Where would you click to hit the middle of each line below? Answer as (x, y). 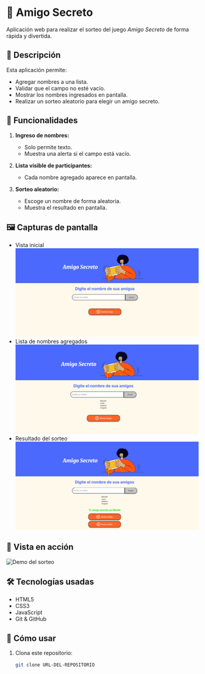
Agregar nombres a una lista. (52, 81)
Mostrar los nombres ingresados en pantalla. (71, 95)
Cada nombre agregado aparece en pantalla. (81, 177)
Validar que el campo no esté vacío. (60, 88)
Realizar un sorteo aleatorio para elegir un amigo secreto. (87, 101)
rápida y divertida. (29, 35)
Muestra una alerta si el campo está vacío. (77, 154)
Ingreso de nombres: (42, 135)
